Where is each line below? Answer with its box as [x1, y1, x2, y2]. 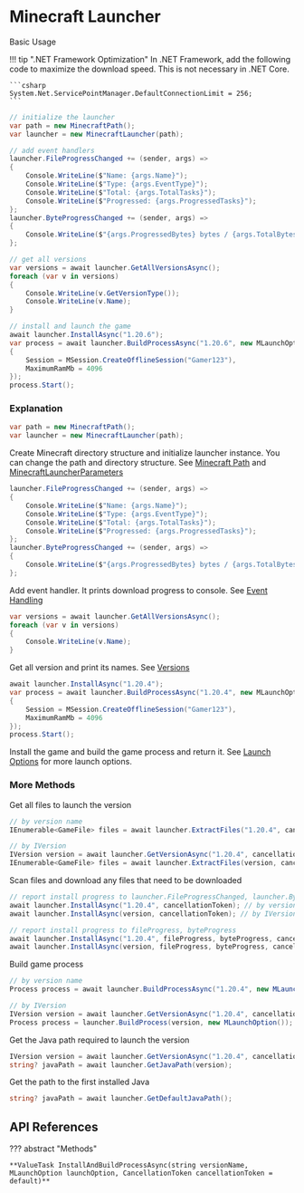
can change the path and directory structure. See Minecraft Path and [9, 457, 267, 468]
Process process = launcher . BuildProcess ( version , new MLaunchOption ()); [9, 1017, 294, 1027]
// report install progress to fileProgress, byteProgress [9, 926, 237, 935]
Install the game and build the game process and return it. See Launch [9, 746, 271, 757]
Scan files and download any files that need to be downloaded [9, 875, 242, 886]
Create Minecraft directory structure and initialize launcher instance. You [9, 447, 280, 458]
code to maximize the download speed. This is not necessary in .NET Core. [9, 63, 290, 74]
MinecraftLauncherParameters [9, 467, 124, 477]
